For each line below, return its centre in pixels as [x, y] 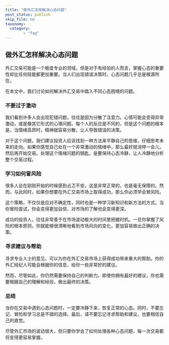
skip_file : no [20, 19]
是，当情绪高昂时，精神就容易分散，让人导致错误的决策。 [65, 130]
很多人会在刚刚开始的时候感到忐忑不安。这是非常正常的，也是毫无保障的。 [82, 186]
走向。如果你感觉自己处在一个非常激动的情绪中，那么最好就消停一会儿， [89, 147]
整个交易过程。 [21, 159]
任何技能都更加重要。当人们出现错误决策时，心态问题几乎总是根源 [87, 74]
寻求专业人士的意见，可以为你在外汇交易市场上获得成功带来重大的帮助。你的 [84, 258]
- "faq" [31, 33]
